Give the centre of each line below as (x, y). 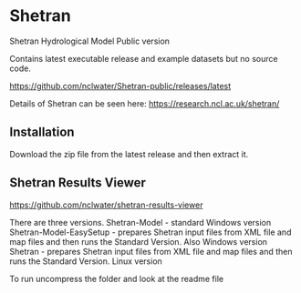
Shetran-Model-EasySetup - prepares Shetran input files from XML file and (150, 232)
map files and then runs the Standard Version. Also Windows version (138, 241)
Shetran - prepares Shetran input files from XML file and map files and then (151, 251)
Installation (42, 132)
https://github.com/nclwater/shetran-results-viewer (106, 205)
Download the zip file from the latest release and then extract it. (129, 154)
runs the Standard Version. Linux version (86, 261)
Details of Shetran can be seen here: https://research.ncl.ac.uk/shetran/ (145, 103)
